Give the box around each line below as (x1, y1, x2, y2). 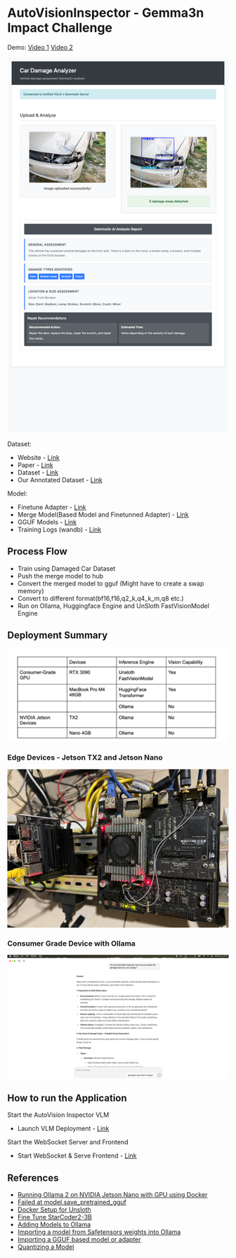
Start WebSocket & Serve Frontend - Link (17, 1151, 137, 1160)
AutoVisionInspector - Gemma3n (7, 5, 204, 21)
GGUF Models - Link (17, 517, 77, 526)
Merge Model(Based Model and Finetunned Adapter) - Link (17, 510, 189, 519)
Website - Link (17, 453, 60, 461)
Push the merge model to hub (17, 571, 104, 580)
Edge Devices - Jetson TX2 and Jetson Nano (7, 753, 163, 762)
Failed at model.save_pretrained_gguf (17, 1198, 126, 1207)
